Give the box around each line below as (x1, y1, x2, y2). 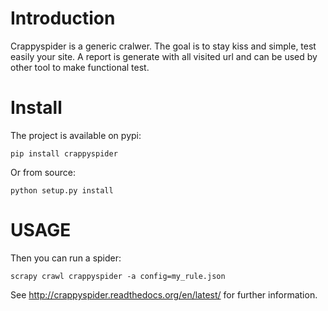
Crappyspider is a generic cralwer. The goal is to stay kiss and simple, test (10, 40, 317, 52)
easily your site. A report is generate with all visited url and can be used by (10, 50, 318, 62)
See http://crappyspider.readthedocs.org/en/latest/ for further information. (10, 288, 318, 301)
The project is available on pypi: (10, 129, 142, 141)
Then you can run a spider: (10, 252, 122, 264)
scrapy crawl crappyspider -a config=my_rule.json (10, 271, 226, 281)
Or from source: (10, 166, 77, 178)
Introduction (10, 7, 116, 30)
